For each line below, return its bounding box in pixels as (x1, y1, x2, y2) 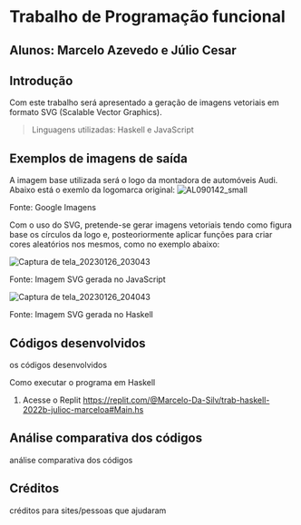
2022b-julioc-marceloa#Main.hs (22, 404, 144, 415)
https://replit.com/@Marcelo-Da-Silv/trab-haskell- (83, 394, 270, 405)
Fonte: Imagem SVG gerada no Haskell (9, 309, 154, 320)
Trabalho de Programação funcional (9, 6, 286, 27)
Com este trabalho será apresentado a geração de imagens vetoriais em (9, 97, 279, 108)
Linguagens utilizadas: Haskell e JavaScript (31, 124, 195, 135)
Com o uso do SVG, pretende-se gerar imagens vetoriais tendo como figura (9, 219, 293, 230)
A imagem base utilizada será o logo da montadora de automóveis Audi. (9, 175, 278, 186)
